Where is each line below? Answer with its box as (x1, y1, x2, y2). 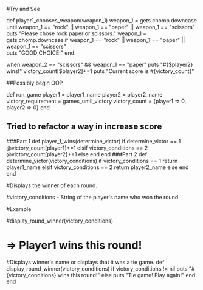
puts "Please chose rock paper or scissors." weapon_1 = (6, 30, 147, 37)
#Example (6, 205, 32, 212)
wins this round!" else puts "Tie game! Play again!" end (57, 271, 196, 278)
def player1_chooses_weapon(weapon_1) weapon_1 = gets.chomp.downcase (6, 17, 198, 24)
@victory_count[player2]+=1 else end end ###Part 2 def (6, 150, 148, 157)
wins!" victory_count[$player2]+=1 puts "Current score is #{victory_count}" (6, 67, 194, 75)
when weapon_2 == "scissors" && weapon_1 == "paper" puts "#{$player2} (6, 61, 193, 68)
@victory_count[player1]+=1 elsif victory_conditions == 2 (6, 144, 148, 151)
